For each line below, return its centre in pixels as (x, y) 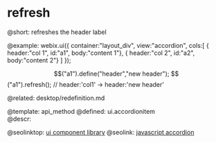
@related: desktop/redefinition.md (56, 98)
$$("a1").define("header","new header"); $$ (116, 74)
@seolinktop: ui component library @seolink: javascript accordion (101, 132)
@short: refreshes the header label (57, 32)
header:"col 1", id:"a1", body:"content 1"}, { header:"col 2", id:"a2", (101, 53)
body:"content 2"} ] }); (39, 60)
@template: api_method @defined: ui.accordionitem (81, 111)
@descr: (19, 119)
